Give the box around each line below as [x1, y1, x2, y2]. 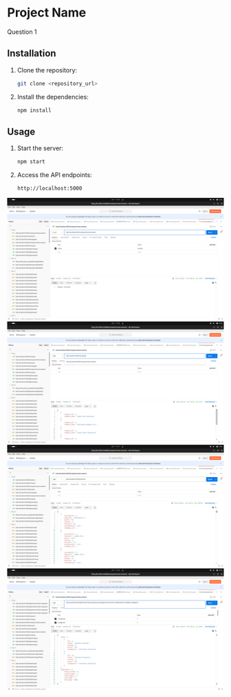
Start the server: [16, 144, 64, 152]
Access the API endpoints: [16, 171, 93, 179]
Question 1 [7, 28, 37, 36]
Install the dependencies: [16, 92, 89, 101]
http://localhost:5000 [16, 185, 82, 192]
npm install [16, 107, 52, 114]
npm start [16, 159, 46, 165]
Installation [7, 48, 56, 59]
